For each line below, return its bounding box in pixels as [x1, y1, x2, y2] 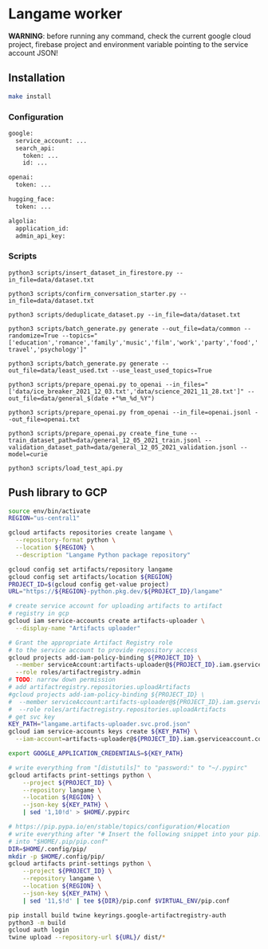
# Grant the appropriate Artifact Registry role [8, 639, 173, 647]
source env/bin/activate [8, 507, 91, 515]
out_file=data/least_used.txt [8, 366, 109, 375]
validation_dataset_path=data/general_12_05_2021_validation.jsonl [8, 443, 238, 451]
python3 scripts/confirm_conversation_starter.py [8, 289, 177, 297]
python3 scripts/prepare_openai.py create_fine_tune [8, 429, 187, 437]
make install [8, 93, 52, 100]
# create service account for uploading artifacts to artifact [8, 602, 223, 610]
